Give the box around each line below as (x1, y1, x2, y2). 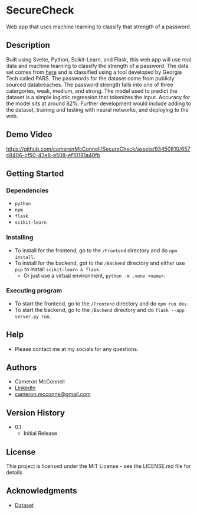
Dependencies (6, 186, 49, 194)
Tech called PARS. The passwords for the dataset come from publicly (6, 74, 175, 82)
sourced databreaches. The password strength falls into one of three (6, 81, 173, 88)
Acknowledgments (6, 486, 78, 496)
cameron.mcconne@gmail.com (14, 391, 91, 398)
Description (6, 40, 50, 50)
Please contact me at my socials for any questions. (14, 345, 139, 352)
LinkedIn (14, 385, 36, 392)
